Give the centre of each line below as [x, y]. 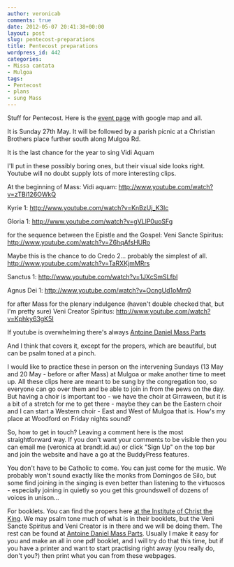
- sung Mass [24, 98]
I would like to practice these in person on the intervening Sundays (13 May [115, 367]
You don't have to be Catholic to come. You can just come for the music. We [117, 468]
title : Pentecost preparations [53, 46]
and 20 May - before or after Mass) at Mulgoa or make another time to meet [116, 374]
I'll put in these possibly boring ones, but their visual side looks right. [106, 166]
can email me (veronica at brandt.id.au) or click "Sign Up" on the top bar [111, 447]
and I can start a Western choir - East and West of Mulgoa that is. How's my [116, 411]
